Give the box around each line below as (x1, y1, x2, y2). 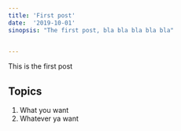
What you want (19, 106, 69, 115)
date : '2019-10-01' (8, 19, 76, 27)
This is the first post (8, 62, 73, 71)
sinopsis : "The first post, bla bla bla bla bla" (8, 26, 175, 34)
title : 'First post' (8, 11, 76, 20)
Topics (8, 84, 42, 98)
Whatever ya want (19, 114, 79, 123)
